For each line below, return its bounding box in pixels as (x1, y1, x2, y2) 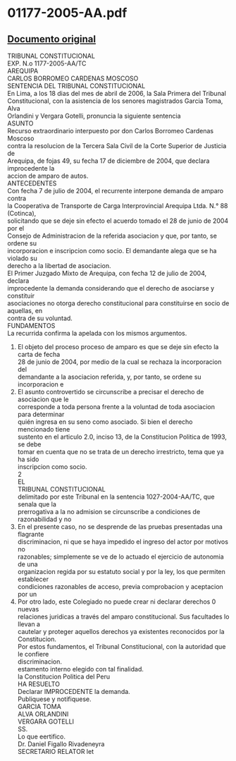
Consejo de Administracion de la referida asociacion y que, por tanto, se (7, 231, 217, 240)
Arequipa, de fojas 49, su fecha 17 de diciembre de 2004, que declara (7, 157, 210, 165)
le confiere (17, 650, 49, 658)
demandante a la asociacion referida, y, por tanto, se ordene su (17, 372, 202, 381)
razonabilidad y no (17, 515, 72, 523)
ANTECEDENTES (7, 179, 57, 188)
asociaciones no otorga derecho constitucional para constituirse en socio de (7, 299, 230, 308)
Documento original (7, 33, 97, 45)
